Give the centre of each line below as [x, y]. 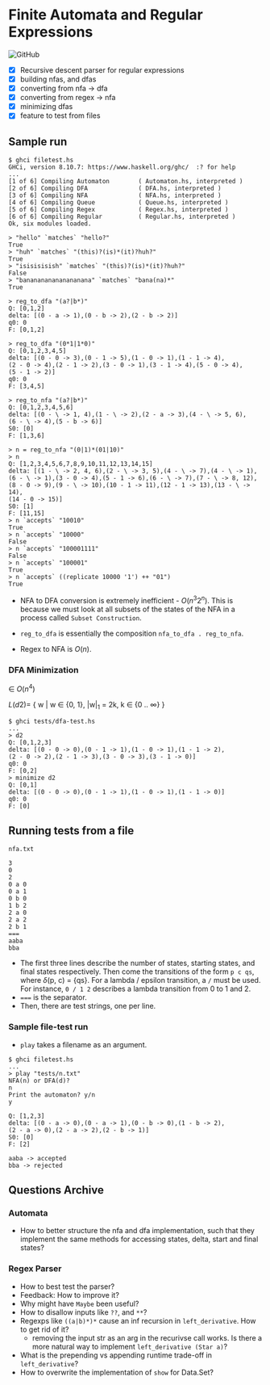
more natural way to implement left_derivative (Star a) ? [130, 1346]
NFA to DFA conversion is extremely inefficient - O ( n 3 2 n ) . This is [127, 600]
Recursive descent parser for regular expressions [102, 69]
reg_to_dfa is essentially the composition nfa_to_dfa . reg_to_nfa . [132, 633]
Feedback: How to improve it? [69, 1295]
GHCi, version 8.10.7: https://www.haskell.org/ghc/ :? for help [122, 167]
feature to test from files [60, 115]
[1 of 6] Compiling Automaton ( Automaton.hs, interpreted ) [126, 182]
